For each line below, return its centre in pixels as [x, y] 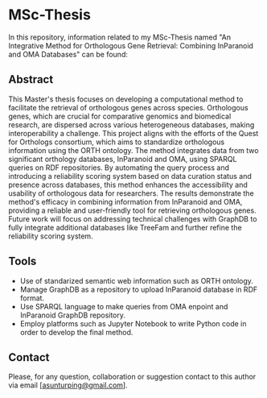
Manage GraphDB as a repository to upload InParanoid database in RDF [139, 289]
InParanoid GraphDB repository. [73, 315]
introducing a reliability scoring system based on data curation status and [130, 176]
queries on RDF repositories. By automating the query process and [119, 168]
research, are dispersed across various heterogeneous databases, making [131, 124]
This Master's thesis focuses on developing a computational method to [126, 99]
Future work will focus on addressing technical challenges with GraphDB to [133, 218]
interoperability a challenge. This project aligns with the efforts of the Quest [133, 133]
